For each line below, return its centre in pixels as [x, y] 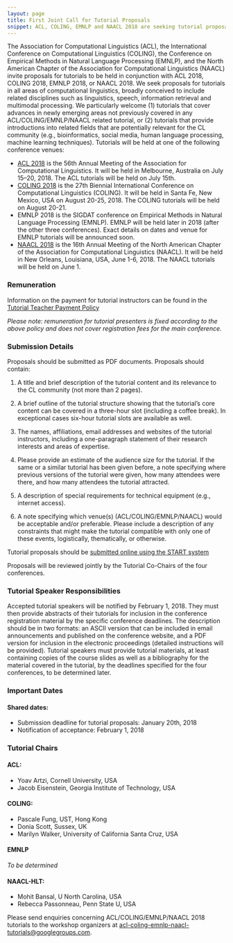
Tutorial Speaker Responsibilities [64, 591]
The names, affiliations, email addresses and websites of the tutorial [114, 431]
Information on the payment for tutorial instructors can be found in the [107, 300]
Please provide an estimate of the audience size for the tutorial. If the [116, 459]
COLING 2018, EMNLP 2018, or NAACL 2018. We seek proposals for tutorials [116, 84]
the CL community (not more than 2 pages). [80, 390]
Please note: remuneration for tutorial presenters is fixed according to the [112, 321]
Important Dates [35, 691]
